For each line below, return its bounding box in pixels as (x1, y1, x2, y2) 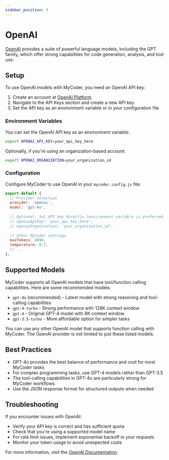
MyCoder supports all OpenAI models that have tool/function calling (5, 279, 146, 285)
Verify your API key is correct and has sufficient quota (12, 423, 125, 429)
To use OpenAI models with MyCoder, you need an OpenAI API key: (5, 84, 146, 91)
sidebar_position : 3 (5, 7, 49, 13)
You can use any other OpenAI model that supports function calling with (5, 325, 154, 331)
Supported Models (5, 266, 65, 274)
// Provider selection (10, 195, 57, 201)
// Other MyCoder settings (10, 233, 66, 238)
